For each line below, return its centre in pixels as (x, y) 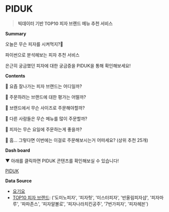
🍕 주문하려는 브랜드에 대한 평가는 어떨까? (46, 97)
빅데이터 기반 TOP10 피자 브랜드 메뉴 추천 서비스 (65, 23)
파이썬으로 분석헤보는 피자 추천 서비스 (43, 55)
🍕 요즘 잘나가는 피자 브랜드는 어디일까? (44, 86)
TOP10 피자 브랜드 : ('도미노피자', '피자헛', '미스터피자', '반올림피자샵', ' (82, 197)
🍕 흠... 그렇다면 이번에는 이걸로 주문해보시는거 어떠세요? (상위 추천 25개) (77, 140)
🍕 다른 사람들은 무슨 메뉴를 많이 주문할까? (46, 118)
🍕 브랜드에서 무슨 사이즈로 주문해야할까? (45, 108)
